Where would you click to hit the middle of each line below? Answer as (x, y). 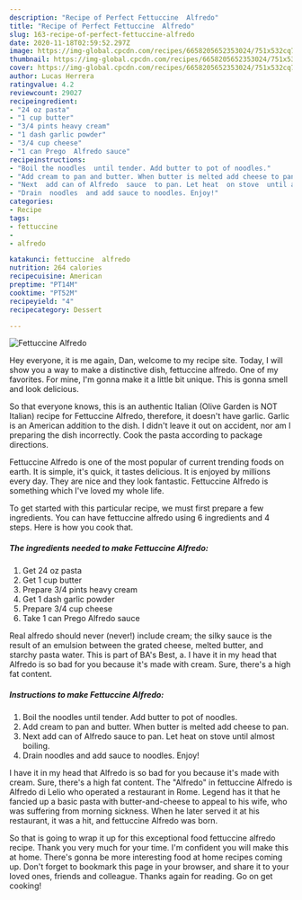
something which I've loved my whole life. (87, 491)
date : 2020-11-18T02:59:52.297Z (70, 43)
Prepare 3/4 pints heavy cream (80, 590)
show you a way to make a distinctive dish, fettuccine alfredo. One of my (144, 370)
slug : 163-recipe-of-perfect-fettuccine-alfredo (102, 34)
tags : (19, 218)
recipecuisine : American (56, 276)
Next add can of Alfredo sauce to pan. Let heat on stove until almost (149, 736)
